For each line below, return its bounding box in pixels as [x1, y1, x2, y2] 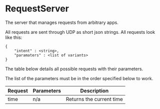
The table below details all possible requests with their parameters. [5, 66, 143, 72]
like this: [5, 34, 22, 40]
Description [80, 87, 109, 94]
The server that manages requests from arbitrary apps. [5, 19, 118, 25]
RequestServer [5, 3, 69, 14]
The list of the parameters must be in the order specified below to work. [5, 75, 153, 81]
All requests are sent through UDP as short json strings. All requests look [5, 29, 155, 35]
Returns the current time [65, 96, 123, 103]
